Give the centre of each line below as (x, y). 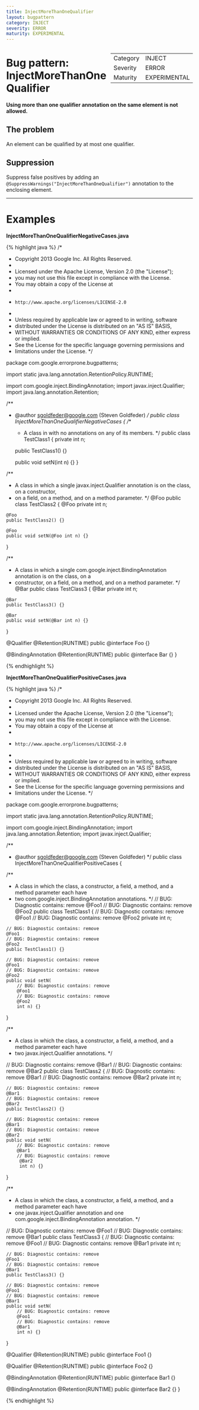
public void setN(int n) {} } (46, 462)
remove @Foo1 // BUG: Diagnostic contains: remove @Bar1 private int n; (94, 1243)
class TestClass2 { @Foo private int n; (61, 504)
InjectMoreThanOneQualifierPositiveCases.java (66, 677)
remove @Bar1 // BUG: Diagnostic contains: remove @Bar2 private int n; (94, 1077)
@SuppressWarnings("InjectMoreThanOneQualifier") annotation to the (90, 183)
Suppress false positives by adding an (53, 177)
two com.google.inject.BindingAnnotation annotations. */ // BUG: (94, 899)
